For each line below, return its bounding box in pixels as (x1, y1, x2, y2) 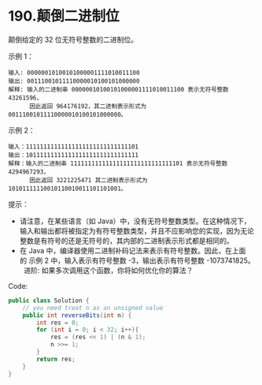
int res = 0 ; (36, 319, 79, 327)
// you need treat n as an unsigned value (22, 304, 164, 312)
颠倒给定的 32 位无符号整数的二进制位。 (8, 35, 138, 44)
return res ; (36, 355, 76, 363)
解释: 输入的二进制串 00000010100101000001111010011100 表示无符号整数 (8, 85, 229, 93)
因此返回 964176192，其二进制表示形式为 (28, 102, 147, 110)
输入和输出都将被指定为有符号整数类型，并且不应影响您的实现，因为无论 (19, 226, 254, 235)
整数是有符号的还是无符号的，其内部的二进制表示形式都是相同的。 (19, 236, 234, 245)
